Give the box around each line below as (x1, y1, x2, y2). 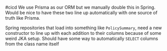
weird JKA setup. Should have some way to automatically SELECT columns (5, 35, 158, 41)
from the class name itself (5, 41, 60, 47)
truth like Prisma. (5, 15, 40, 21)
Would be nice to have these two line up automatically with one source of (5, 10, 158, 16)
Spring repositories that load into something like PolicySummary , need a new (5, 25, 162, 31)
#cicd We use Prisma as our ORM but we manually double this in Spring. (5, 5, 155, 10)
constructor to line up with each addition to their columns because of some (5, 30, 161, 36)
